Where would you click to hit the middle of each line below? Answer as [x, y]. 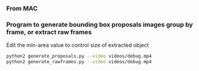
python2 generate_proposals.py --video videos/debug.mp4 [79, 56]
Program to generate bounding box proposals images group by [100, 24]
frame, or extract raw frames [49, 32]
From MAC [22, 8]
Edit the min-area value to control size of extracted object [78, 45]
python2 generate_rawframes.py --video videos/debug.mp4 [79, 62]
